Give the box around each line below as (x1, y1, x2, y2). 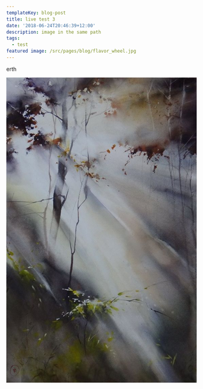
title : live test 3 (6, 16, 56, 22)
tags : (6, 35, 20, 42)
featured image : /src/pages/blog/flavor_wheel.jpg (6, 48, 137, 54)
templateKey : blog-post (6, 10, 66, 16)
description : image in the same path (6, 29, 101, 35)
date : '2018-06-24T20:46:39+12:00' (6, 22, 96, 28)
